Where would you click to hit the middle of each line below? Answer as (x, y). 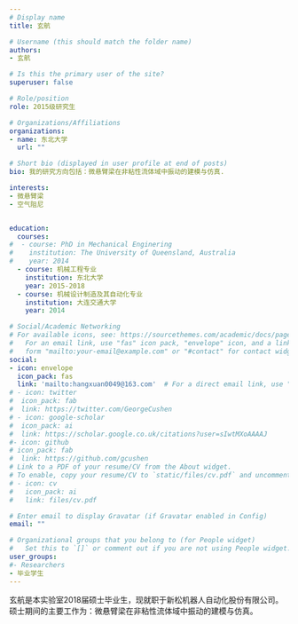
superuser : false (41, 83)
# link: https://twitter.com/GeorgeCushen (91, 409)
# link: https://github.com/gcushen (79, 459)
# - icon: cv (33, 483)
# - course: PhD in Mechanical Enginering (91, 245)
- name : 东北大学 (39, 139)
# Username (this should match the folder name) (101, 42)
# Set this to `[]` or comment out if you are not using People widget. (150, 549)
